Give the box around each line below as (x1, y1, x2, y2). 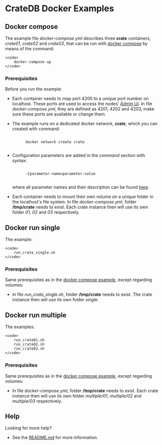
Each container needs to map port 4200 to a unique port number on (12, 96, 149, 102)
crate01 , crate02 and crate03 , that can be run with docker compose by (5, 41, 148, 46)
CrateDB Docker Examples (5, 3, 114, 14)
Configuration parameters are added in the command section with (12, 153, 145, 158)
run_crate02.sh (14, 342, 45, 347)
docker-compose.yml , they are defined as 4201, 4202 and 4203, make (12, 106, 155, 112)
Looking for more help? (5, 425, 52, 431)
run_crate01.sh (14, 338, 45, 343)
